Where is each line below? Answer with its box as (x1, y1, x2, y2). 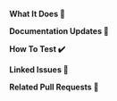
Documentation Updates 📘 (9, 26, 110, 36)
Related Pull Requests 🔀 (9, 81, 99, 92)
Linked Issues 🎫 (9, 64, 69, 75)
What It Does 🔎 (9, 9, 65, 19)
